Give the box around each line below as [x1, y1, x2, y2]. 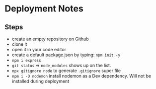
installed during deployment [11, 78, 70, 84]
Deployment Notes [4, 3, 84, 14]
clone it [11, 41, 27, 47]
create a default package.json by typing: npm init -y [11, 52, 120, 58]
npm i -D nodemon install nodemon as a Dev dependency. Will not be [11, 73, 152, 79]
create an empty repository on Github [11, 36, 89, 42]
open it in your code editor [11, 47, 67, 52]
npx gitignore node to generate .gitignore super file [11, 68, 121, 74]
